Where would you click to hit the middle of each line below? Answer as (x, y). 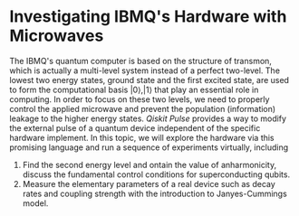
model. (35, 203)
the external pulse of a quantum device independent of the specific (135, 127)
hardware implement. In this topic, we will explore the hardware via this (142, 137)
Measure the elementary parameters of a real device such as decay (149, 183)
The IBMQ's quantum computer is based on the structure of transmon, (140, 61)
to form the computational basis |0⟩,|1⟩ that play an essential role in (134, 89)
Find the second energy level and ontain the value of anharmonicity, (149, 164)
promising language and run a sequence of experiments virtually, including (149, 147)
